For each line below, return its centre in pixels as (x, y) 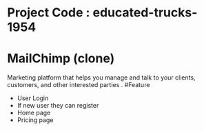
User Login (33, 98)
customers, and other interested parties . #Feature (79, 85)
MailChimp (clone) (61, 59)
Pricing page (35, 120)
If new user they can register (58, 106)
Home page (34, 113)
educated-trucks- (145, 13)
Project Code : (49, 13)
